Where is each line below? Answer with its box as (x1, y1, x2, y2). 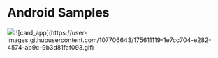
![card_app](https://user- (15, 28, 87, 37)
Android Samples (7, 5, 110, 21)
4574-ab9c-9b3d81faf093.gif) (7, 43, 94, 51)
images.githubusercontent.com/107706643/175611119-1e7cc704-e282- (7, 36, 212, 44)
